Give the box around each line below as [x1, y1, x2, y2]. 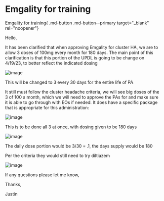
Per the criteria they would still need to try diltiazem [5, 152, 110, 158]
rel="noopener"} [5, 25, 39, 31]
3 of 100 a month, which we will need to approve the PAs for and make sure [5, 94, 159, 100]
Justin [5, 191, 18, 197]
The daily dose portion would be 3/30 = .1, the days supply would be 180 [5, 143, 153, 149]
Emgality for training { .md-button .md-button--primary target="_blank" [5, 20, 149, 26]
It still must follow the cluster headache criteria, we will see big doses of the [5, 89, 160, 95]
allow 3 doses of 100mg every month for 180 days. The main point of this [5, 50, 154, 55]
